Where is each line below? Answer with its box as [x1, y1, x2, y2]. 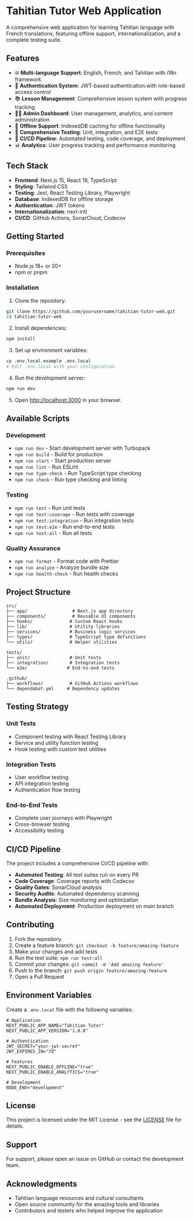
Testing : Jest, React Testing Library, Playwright [14, 189, 130, 196]
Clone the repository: [14, 297, 67, 304]
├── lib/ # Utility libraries [6, 624, 120, 630]
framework [14, 76, 42, 83]
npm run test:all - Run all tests [14, 529, 93, 536]
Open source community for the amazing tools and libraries [14, 1201, 159, 1208]
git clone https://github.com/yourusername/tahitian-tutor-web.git [6, 309, 176, 314]
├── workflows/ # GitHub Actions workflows [6, 680, 139, 686]
